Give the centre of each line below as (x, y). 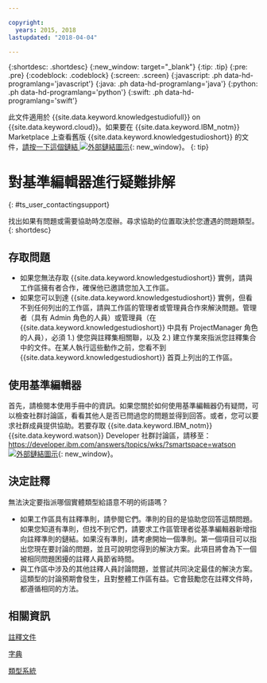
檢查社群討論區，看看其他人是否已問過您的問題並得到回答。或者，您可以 (133, 416)
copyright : (26, 22)
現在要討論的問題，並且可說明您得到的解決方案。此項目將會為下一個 (145, 548)
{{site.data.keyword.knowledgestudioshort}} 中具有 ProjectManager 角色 (139, 328)
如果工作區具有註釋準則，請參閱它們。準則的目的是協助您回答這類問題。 (138, 519)
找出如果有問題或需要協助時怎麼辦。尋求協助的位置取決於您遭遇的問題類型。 (133, 221)
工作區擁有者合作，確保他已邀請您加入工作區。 (96, 288)
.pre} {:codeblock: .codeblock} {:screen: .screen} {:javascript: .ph (115, 76)
